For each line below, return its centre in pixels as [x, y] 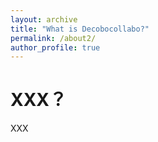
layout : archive [44, 19]
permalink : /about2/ [53, 38]
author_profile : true [55, 47]
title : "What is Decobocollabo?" [80, 29]
